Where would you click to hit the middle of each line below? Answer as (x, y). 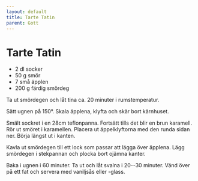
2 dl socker (29, 69)
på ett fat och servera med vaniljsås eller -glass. (66, 172)
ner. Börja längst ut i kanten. (41, 136)
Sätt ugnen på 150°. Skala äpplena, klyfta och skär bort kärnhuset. (88, 111)
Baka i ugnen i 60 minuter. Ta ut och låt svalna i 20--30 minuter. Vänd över (98, 165)
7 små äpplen (31, 82)
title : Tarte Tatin (31, 17)
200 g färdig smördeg (42, 88)
